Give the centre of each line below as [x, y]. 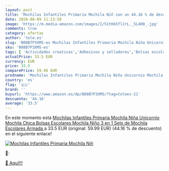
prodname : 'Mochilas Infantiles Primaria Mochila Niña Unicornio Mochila [84, 75]
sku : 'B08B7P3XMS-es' [28, 47]
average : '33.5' [22, 104]
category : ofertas [24, 33]
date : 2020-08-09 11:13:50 [33, 19]
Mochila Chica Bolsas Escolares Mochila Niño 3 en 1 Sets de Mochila [76, 123]
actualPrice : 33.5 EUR [29, 57]
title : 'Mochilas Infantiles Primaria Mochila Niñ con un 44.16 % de [80, 15]
